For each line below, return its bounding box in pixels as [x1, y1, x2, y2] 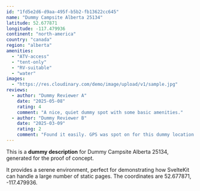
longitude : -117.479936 [6, 25, 66, 32]
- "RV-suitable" [11, 64, 52, 71]
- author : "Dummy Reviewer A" [11, 92, 87, 99]
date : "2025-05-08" [17, 98, 66, 104]
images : [6, 76, 26, 82]
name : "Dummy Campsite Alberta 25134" [6, 14, 103, 20]
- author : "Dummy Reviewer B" [11, 115, 87, 121]
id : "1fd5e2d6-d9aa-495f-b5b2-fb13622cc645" [6, 8, 119, 15]
